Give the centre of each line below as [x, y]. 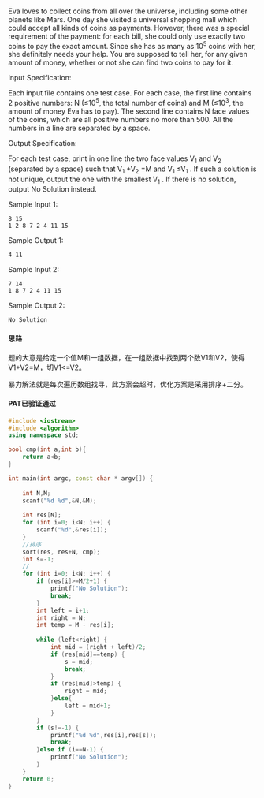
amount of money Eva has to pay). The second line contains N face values [129, 111]
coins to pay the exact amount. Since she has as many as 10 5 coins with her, [132, 45]
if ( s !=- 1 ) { [58, 728]
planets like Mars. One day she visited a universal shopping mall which [123, 19]
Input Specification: [40, 78]
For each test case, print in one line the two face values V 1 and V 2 [115, 159]
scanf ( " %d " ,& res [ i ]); [72, 530]
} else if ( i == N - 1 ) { [70, 750]
